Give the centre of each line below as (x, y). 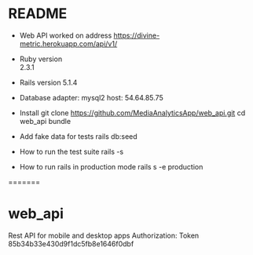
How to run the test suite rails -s (71, 151)
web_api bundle (45, 121)
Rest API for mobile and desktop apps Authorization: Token (104, 235)
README (38, 14)
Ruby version (41, 59)
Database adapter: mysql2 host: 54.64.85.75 (91, 97)
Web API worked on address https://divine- (90, 35)
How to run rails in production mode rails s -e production (111, 166)
